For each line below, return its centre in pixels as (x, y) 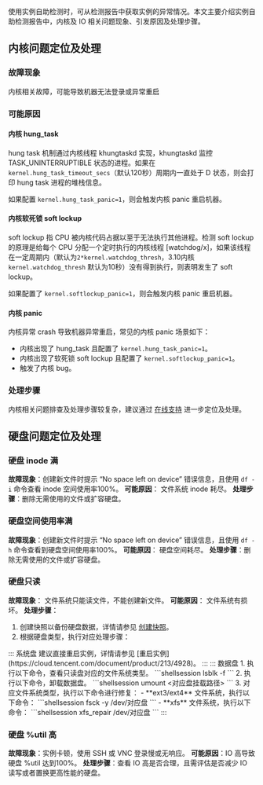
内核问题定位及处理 (55, 48)
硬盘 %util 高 (33, 735)
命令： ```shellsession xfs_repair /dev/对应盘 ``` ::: (88, 712)
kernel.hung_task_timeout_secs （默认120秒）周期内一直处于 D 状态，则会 (128, 172)
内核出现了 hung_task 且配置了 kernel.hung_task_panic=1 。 (115, 349)
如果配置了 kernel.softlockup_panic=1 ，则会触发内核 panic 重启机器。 (122, 294)
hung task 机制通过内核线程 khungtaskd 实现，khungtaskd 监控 (111, 152)
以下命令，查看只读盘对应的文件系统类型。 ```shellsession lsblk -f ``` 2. (128, 673)
